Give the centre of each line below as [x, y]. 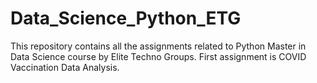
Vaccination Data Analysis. [65, 67]
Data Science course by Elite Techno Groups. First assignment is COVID [158, 56]
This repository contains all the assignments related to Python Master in [158, 46]
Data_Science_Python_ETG [126, 18]
